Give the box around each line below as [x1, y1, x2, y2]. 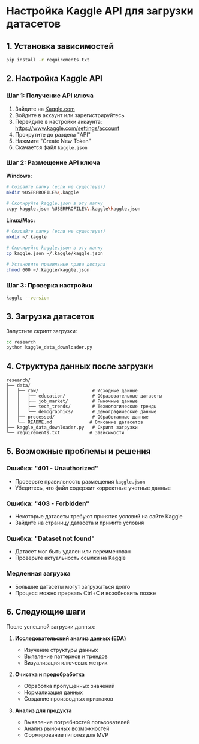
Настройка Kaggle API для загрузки [6, 4, 194, 18]
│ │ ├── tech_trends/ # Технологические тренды [6, 404, 157, 410]
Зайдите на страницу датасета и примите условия [14, 519, 144, 527]
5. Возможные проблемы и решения [6, 446, 151, 457]
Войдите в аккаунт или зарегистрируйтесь [14, 111, 125, 118]
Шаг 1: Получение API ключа [6, 91, 94, 100]
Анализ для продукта [14, 707, 72, 714]
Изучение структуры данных [23, 646, 98, 653]
